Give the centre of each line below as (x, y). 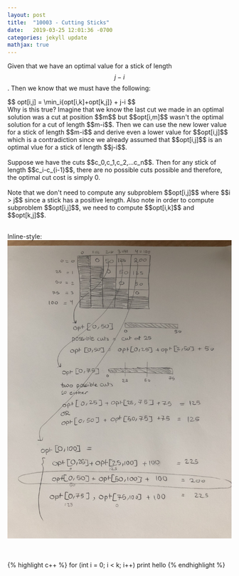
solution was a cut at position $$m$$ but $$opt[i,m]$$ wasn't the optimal (116, 117)
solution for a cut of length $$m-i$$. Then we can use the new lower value (117, 125)
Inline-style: (25, 237)
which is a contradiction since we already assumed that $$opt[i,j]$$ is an (115, 140)
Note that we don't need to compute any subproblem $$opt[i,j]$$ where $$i (119, 192)
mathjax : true (28, 45)
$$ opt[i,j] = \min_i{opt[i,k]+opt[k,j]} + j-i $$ (71, 102)
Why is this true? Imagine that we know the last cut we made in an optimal (116, 109)
